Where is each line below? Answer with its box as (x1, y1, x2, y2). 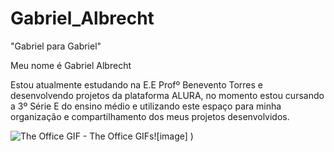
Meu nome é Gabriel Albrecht (10, 59, 132, 71)
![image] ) (153, 130, 194, 142)
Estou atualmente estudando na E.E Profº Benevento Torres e (10, 78, 264, 91)
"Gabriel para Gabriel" (10, 40, 102, 52)
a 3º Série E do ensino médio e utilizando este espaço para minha (10, 100, 282, 112)
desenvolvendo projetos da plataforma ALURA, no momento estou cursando (10, 89, 325, 101)
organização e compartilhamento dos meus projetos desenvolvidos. (10, 110, 290, 122)
